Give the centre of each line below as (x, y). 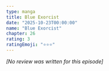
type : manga (21, 12)
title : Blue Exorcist (33, 17)
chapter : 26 (21, 34)
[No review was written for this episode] (55, 61)
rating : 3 (18, 39)
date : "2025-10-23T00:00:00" (42, 22)
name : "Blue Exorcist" (34, 28)
